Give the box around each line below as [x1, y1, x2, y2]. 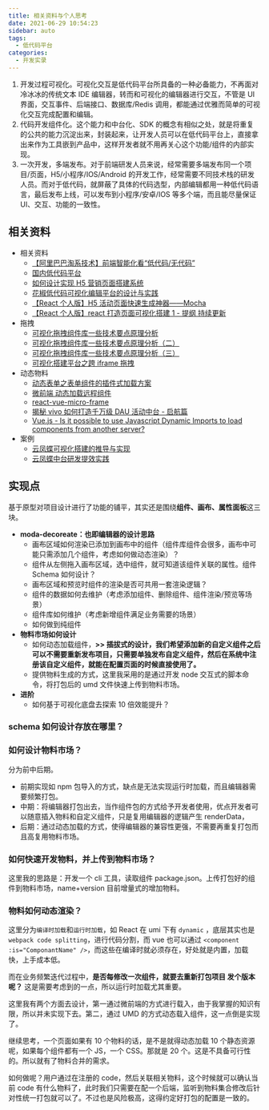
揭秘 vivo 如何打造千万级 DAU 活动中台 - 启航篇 [31, 406, 188, 416]
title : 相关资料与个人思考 [8, 11, 88, 20]
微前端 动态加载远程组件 [31, 388, 112, 397]
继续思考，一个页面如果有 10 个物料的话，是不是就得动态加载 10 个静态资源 [8, 1036, 255, 1046]
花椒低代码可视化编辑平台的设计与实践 [31, 288, 159, 297]
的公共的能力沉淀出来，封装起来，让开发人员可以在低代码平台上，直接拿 [19, 129, 259, 139]
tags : [8, 34, 26, 42]
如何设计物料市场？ [8, 745, 82, 756]
